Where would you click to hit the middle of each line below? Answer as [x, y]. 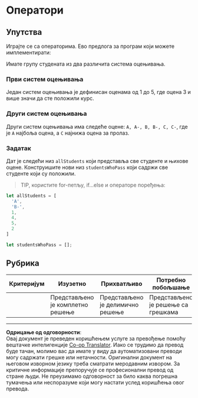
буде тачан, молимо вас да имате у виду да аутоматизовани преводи [94, 351]
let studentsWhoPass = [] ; [39, 245]
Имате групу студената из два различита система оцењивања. [86, 64]
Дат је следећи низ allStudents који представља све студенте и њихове [97, 161]
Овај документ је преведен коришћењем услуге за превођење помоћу [96, 338]
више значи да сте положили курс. [50, 99]
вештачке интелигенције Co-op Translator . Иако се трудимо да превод [95, 345]
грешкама [164, 312]
